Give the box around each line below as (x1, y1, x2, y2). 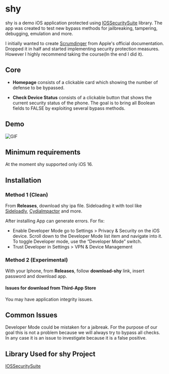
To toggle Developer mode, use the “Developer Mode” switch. (12, 238, 142, 244)
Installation (5, 176, 41, 185)
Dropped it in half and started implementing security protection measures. (5, 46, 160, 52)
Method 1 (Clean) (5, 191, 48, 198)
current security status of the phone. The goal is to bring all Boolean (12, 100, 155, 106)
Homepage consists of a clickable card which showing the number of (12, 79, 158, 85)
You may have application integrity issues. (5, 296, 94, 302)
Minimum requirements (5, 148, 81, 156)
